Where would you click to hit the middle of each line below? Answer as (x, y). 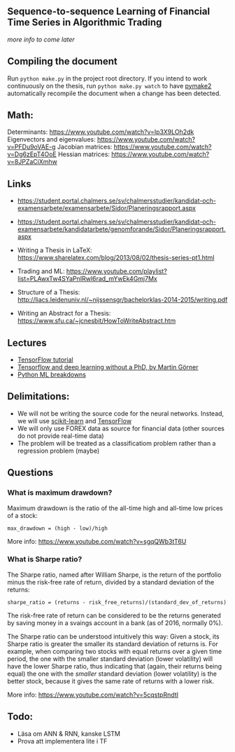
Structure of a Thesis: (49, 292)
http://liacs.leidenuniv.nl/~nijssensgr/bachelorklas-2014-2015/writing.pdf (122, 300)
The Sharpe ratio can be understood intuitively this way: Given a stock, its (113, 636)
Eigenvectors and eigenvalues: (51, 139)
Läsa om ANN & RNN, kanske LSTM (69, 733)
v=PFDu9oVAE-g (31, 147)
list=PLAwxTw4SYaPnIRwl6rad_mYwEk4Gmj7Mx (87, 279)
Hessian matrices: (84, 154)
